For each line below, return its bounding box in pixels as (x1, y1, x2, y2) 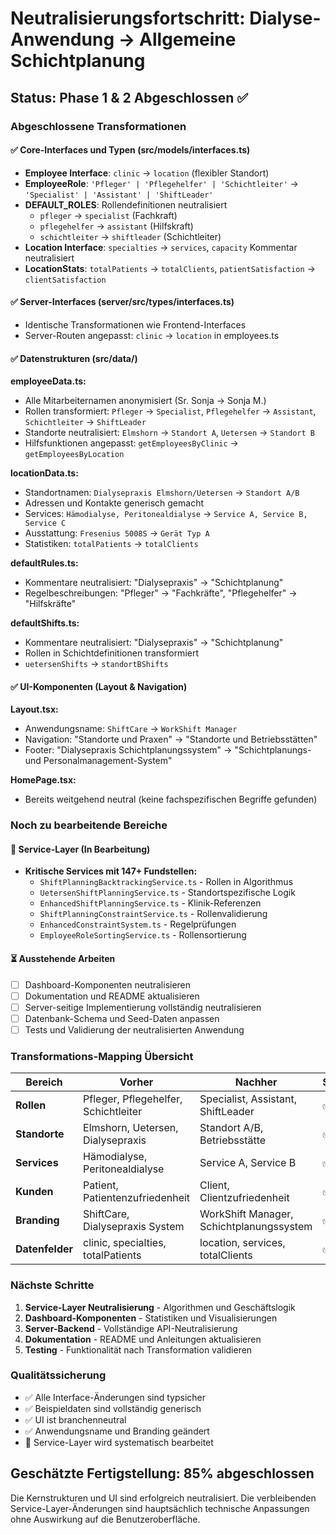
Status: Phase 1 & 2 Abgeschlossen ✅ (10, 89, 248, 106)
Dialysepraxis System (83, 1220, 185, 1234)
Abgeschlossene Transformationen (10, 119, 187, 133)
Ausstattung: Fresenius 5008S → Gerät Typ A (24, 527, 210, 539)
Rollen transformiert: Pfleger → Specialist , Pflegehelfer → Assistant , (24, 405, 317, 417)
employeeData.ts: (10, 375, 87, 387)
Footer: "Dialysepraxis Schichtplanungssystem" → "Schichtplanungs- (24, 744, 312, 756)
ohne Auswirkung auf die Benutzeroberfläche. (10, 1513, 201, 1525)
